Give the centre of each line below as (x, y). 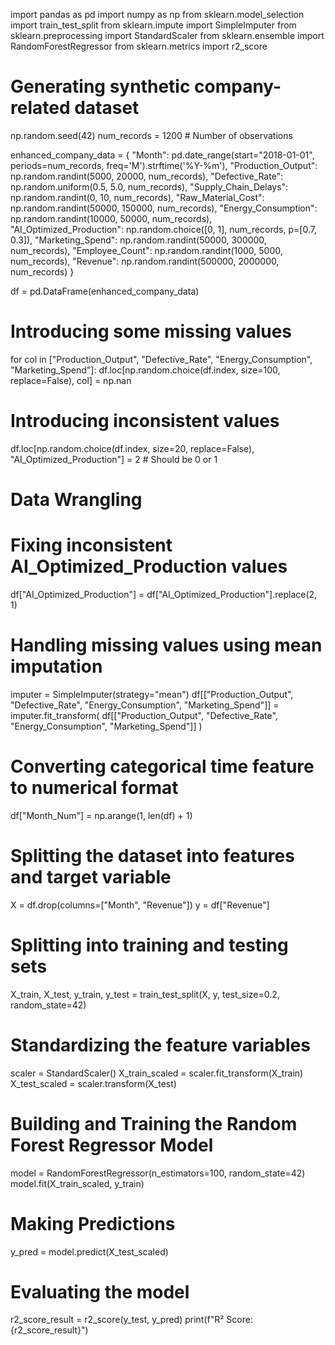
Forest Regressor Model (112, 1145)
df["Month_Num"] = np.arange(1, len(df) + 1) (101, 815)
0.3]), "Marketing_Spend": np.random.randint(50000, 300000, (138, 240)
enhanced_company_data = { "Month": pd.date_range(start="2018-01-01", (162, 155)
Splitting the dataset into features (152, 856)
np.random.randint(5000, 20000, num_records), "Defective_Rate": (147, 176)
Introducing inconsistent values (145, 421)
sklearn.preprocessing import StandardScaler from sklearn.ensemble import (167, 35)
